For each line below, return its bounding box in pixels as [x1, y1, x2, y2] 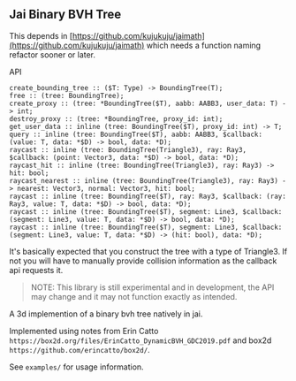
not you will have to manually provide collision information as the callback [9, 255, 277, 266]
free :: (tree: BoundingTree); [9, 91, 125, 100]
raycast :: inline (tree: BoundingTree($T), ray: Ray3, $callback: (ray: [9, 192, 287, 201]
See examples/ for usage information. [9, 362, 144, 372]
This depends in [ [9, 30, 73, 41]
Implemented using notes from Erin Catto [9, 325, 159, 336]
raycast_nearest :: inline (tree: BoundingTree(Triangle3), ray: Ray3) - [9, 176, 287, 185]
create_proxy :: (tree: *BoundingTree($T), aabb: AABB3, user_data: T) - [9, 99, 287, 108]
